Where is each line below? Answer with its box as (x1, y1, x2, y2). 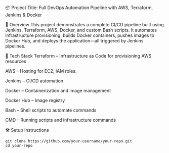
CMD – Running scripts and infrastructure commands (5, 117, 116, 123)
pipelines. (5, 43, 26, 49)
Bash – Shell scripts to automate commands (5, 107, 97, 113)
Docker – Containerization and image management (5, 88, 111, 93)
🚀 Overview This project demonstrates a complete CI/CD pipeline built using (5, 22, 164, 27)
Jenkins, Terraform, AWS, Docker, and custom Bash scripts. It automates (5, 27, 157, 33)
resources (5, 58, 26, 64)
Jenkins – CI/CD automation (5, 78, 64, 84)
